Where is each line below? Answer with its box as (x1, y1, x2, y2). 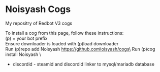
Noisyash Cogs (5, 4, 71, 15)
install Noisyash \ (5, 51, 42, 57)
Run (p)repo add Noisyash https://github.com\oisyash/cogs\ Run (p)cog (5, 46, 155, 52)
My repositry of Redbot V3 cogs (5, 20, 73, 26)
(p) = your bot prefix (5, 35, 48, 41)
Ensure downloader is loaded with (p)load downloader (5, 40, 119, 46)
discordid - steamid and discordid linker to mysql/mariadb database (12, 61, 155, 67)
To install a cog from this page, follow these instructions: (5, 30, 124, 36)
